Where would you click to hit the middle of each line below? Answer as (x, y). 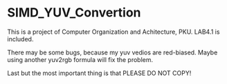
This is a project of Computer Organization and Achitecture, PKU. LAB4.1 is (113, 32)
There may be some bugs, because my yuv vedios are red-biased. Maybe (112, 52)
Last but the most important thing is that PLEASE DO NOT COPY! (99, 73)
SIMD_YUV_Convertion (74, 13)
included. (20, 39)
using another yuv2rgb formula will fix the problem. (80, 59)
